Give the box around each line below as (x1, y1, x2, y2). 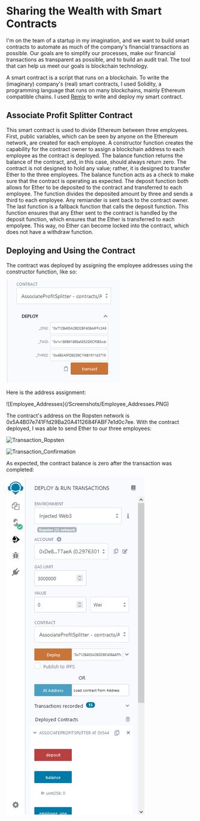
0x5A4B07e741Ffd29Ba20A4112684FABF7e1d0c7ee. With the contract (6, 418, 180, 425)
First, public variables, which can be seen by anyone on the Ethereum (6, 133, 178, 140)
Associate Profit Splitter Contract (6, 110, 133, 121)
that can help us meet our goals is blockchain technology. (6, 62, 149, 70)
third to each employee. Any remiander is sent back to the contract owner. (6, 196, 190, 203)
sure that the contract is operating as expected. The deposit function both (6, 177, 189, 184)
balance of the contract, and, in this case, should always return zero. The (6, 158, 187, 166)
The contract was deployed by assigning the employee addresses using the (6, 261, 193, 269)
